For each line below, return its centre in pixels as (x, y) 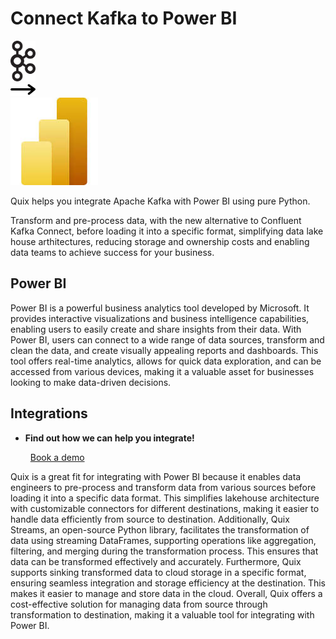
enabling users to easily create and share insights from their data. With (156, 329)
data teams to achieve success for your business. (112, 252)
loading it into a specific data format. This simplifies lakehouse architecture (165, 498)
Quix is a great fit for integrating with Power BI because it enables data (156, 476)
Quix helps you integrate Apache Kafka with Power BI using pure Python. (160, 201)
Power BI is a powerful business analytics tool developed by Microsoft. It (160, 308)
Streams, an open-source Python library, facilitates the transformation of (160, 529)
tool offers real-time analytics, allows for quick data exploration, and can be (166, 361)
